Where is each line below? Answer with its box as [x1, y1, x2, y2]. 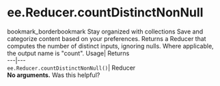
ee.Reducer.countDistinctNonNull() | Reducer [7, 63, 136, 72]
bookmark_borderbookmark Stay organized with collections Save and [7, 27, 204, 35]
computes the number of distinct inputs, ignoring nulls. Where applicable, [7, 42, 214, 50]
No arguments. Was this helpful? [7, 70, 100, 79]
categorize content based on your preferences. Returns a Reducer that [7, 34, 206, 42]
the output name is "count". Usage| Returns [7, 49, 130, 57]
